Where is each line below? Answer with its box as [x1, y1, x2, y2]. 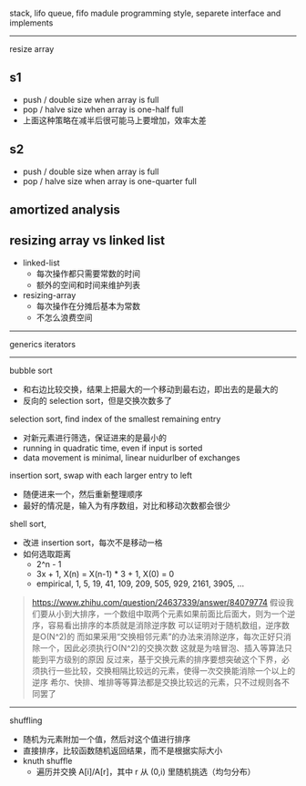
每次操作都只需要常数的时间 [36, 268, 141, 279]
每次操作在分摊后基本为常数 [36, 300, 141, 311]
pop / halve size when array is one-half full [22, 104, 184, 115]
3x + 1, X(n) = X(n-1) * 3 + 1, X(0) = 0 [36, 568, 175, 579]
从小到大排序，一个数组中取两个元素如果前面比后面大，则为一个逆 [47, 608, 296, 619]
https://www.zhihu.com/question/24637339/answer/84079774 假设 [31, 596, 287, 607]
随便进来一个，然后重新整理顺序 [22, 488, 143, 500]
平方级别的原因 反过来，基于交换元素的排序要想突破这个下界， [47, 654, 282, 665]
